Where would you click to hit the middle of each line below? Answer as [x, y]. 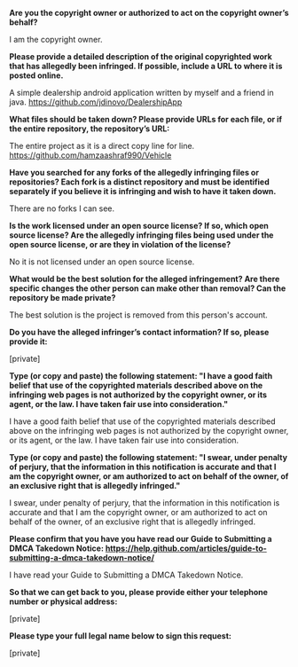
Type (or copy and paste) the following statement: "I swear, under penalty [149, 457]
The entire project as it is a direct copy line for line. [102, 146]
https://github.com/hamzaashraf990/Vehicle [90, 155]
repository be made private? [63, 298]
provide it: [28, 341]
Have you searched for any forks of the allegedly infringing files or [134, 173]
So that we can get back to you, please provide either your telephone [139, 592]
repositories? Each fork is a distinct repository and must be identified [139, 182]
